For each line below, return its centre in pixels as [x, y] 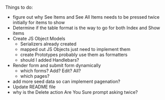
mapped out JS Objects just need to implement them [75, 49]
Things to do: [19, 7]
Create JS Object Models [39, 38]
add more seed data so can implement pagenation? [66, 81]
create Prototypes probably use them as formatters [74, 55]
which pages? [35, 76]
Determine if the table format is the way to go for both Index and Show [86, 28]
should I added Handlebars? [50, 60]
